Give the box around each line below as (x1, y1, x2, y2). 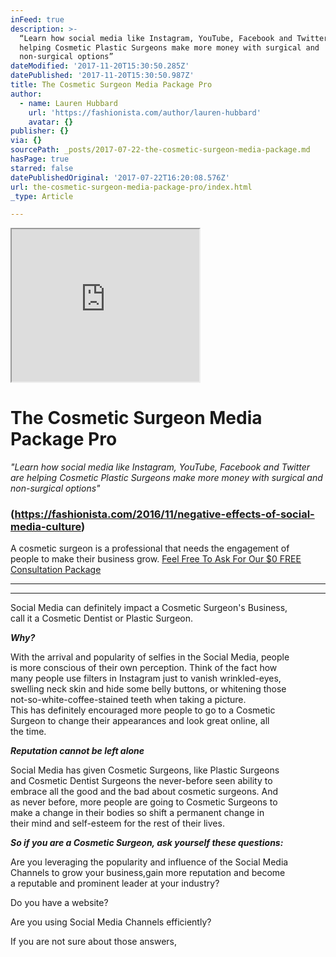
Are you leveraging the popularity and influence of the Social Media (10, 856, 289, 868)
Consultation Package (10, 564, 102, 576)
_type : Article (10, 191, 74, 201)
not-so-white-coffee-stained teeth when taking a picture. (10, 694, 247, 706)
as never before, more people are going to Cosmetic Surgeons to (10, 796, 278, 808)
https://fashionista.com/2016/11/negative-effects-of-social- (14, 507, 315, 521)
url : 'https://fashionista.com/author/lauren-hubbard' (28, 107, 262, 118)
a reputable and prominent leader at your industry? (10, 877, 220, 890)
